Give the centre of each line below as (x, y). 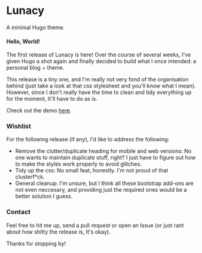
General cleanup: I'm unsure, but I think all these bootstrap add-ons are (104, 183)
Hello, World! (23, 41)
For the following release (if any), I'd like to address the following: (88, 140)
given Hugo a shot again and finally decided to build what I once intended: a (101, 61)
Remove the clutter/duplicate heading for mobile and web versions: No (103, 151)
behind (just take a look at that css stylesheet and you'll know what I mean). (101, 86)
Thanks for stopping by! (36, 243)
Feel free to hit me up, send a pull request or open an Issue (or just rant (95, 225)
